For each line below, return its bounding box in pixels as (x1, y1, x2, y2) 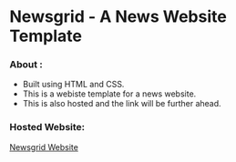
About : (9, 58, 44, 71)
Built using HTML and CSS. (22, 79, 125, 90)
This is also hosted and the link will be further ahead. (22, 98, 221, 109)
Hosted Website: (9, 121, 86, 134)
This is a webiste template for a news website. (22, 88, 197, 99)
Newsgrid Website (9, 141, 79, 152)
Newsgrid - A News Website (9, 6, 228, 27)
